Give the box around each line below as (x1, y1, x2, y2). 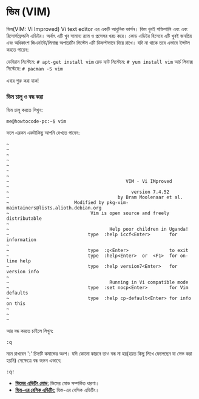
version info (6, 269, 39, 275)
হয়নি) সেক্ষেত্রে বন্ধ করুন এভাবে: (6, 357, 62, 364)
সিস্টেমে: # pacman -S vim (6, 64, 63, 72)
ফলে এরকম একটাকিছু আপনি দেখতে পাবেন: (6, 129, 80, 137)
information (6, 237, 36, 243)
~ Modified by (6, 200, 104, 206)
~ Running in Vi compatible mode (6, 279, 189, 285)
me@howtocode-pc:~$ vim (6, 118, 67, 124)
